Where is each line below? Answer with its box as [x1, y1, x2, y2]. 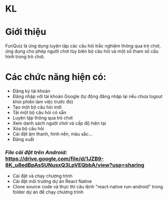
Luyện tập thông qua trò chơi [12, 115, 73, 121]
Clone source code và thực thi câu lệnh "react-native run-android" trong [12, 184, 163, 190]
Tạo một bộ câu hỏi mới [12, 104, 62, 110]
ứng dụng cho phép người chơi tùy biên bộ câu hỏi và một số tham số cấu [5, 48, 159, 55]
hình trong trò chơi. [5, 54, 45, 60]
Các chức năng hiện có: [5, 71, 106, 83]
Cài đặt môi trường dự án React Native [12, 178, 92, 184]
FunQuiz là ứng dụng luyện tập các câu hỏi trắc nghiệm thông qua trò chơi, [5, 43, 161, 49]
